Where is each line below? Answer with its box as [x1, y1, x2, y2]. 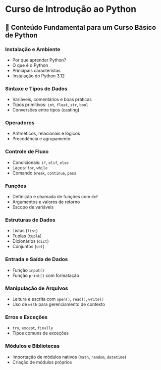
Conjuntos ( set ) [12, 244, 45, 250]
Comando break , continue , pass [12, 170, 77, 176]
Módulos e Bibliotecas [5, 343, 60, 350]
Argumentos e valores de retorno [12, 199, 80, 205]
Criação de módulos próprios [12, 359, 72, 365]
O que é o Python [12, 62, 49, 68]
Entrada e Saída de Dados [5, 256, 68, 263]
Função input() [12, 267, 45, 273]
